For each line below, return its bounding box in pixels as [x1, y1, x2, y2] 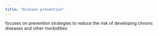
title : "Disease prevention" [5, 7, 65, 12]
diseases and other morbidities [5, 25, 68, 31]
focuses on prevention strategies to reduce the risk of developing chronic [5, 20, 153, 26]
